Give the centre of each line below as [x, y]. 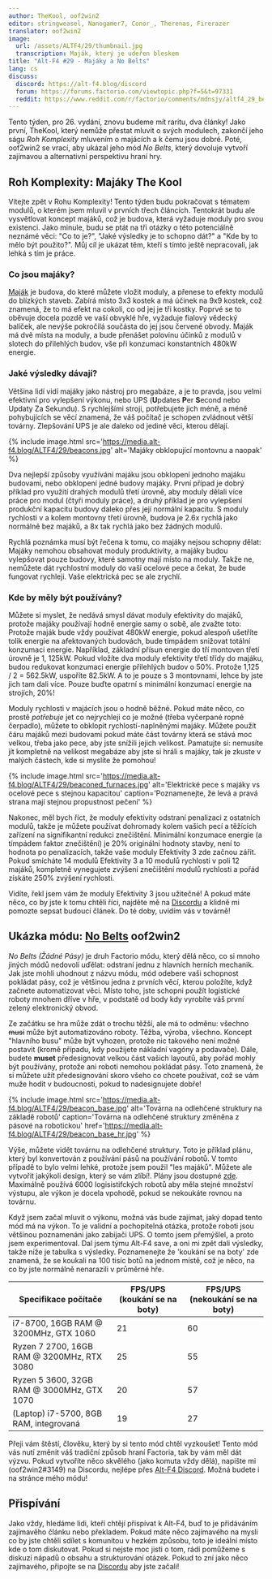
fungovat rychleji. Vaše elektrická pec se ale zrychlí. [95, 576]
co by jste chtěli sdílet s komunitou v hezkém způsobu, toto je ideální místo [133, 1540]
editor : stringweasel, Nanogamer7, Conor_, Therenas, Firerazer [119, 24]
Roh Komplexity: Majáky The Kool [95, 182]
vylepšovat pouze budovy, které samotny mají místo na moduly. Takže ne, [132, 559]
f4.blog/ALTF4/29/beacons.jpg [59, 450]
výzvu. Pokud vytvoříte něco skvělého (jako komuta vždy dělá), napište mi [132, 1460]
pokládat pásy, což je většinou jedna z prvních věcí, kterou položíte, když [130, 981]
